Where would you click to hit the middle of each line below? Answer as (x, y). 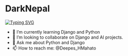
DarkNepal (28, 9)
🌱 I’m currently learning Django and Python (56, 32)
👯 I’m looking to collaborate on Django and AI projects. (68, 37)
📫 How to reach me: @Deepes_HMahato (54, 48)
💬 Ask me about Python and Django (48, 42)
